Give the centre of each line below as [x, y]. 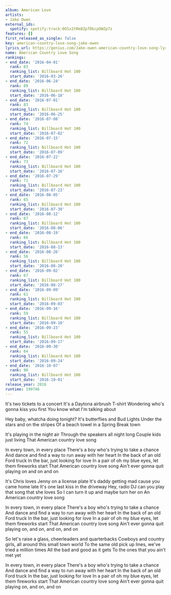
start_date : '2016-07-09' [37, 152]
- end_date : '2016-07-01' [33, 100]
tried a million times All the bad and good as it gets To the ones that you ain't [85, 550]
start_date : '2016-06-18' [37, 95]
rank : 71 [19, 181]
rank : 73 [19, 162]
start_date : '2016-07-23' [37, 190]
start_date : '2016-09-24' [37, 361]
